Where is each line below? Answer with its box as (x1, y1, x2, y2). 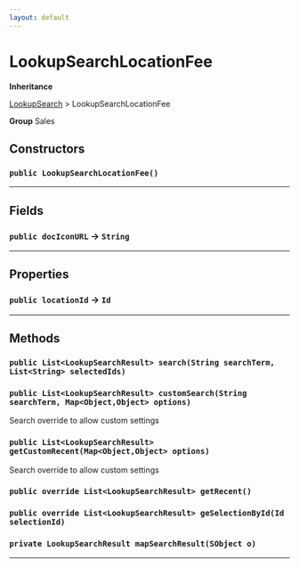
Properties (9, 267, 69, 282)
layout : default (9, 12, 69, 22)
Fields (9, 202, 44, 218)
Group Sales (9, 115, 55, 126)
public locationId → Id (9, 293, 111, 306)
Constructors (9, 141, 85, 156)
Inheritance (9, 81, 53, 92)
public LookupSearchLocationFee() (9, 168, 158, 178)
